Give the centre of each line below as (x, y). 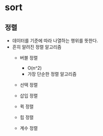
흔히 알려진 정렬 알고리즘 (37, 47)
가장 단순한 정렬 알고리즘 (52, 74)
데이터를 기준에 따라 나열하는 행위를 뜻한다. (55, 40)
